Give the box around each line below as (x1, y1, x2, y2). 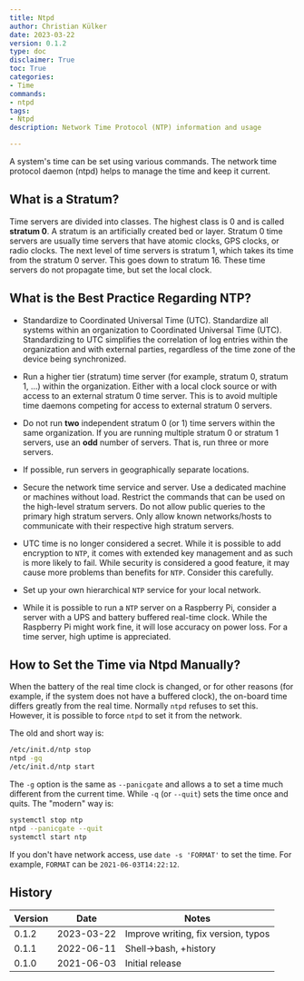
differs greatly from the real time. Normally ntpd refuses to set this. (9, 700, 259, 711)
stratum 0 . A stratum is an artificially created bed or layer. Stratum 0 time (9, 225, 283, 236)
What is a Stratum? (9, 192, 120, 207)
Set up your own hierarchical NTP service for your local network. (22, 584, 261, 595)
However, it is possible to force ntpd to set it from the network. (9, 710, 242, 721)
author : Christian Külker (9, 22, 107, 31)
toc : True (9, 64, 47, 74)
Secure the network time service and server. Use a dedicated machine (22, 481, 287, 492)
